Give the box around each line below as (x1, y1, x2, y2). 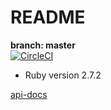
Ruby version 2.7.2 (24, 69, 102, 81)
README (10, 6, 86, 29)
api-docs (10, 88, 48, 100)
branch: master (10, 39, 76, 51)
